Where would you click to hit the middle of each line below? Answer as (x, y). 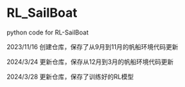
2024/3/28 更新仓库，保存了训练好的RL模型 (70, 76)
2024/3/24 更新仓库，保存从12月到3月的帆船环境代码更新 (90, 62)
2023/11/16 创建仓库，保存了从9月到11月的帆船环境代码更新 (92, 46)
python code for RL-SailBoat (48, 32)
